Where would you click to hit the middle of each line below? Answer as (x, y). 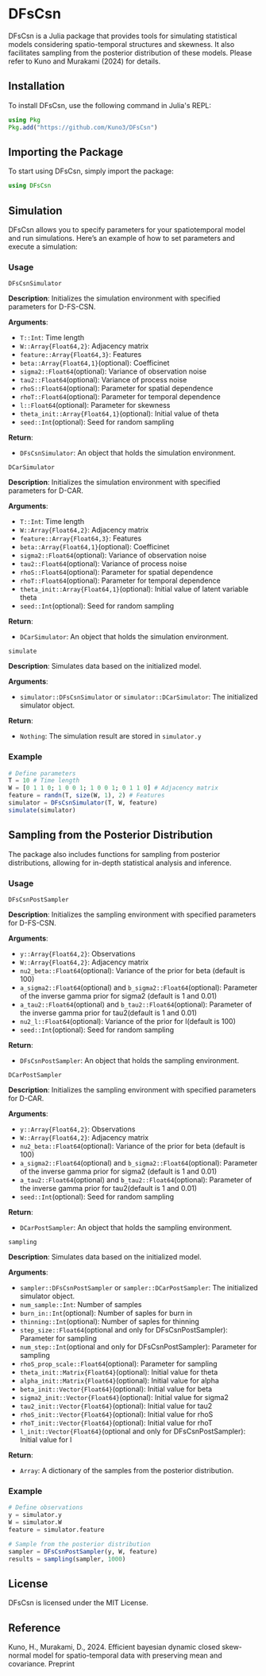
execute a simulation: (43, 246)
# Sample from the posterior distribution (79, 1544)
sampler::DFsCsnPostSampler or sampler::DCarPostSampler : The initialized (139, 1287)
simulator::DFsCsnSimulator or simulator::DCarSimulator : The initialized (139, 697)
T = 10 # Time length (44, 781)
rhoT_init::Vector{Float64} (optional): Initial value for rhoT (116, 1422)
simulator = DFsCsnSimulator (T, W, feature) (83, 803)
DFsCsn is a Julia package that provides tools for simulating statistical (123, 36)
